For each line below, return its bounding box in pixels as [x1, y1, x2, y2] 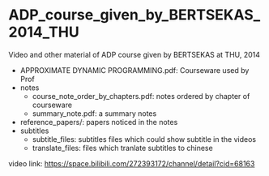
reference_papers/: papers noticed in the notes [19, 117, 178, 127]
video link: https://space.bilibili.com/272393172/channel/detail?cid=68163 [8, 158, 255, 168]
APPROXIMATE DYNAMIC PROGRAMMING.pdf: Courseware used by [19, 65, 250, 75]
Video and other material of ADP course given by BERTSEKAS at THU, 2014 [8, 49, 261, 59]
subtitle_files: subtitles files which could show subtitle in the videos [32, 134, 257, 144]
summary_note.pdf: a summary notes [32, 108, 157, 118]
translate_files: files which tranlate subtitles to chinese [32, 143, 213, 152]
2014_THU [8, 23, 79, 41]
